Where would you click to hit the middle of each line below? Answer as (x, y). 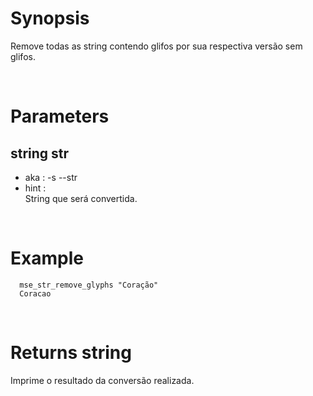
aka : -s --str (51, 177)
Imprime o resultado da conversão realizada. (102, 380)
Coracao (35, 293)
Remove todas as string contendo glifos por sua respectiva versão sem (156, 46)
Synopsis (50, 18)
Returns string (71, 353)
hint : (35, 188)
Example (47, 258)
